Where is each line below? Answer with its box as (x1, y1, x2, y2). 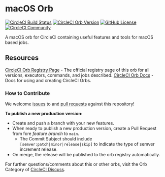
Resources (5, 54, 39, 62)
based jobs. (5, 39, 29, 45)
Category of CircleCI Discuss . (5, 167, 66, 173)
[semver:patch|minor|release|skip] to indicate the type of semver (19, 141, 155, 147)
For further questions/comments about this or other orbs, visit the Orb (5, 161, 147, 167)
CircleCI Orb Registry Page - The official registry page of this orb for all (5, 67, 150, 73)
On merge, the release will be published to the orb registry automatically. (12, 152, 160, 158)
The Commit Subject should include (19, 136, 93, 142)
